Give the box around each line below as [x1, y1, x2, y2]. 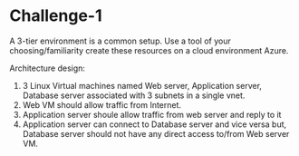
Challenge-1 [9, 5, 102, 26]
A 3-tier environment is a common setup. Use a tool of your [9, 35, 231, 46]
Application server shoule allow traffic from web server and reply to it [22, 109, 282, 120]
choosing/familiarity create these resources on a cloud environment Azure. [9, 44, 289, 55]
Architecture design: [9, 63, 86, 73]
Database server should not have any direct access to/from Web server [22, 128, 290, 139]
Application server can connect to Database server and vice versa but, [22, 119, 287, 130]
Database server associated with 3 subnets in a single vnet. [22, 90, 246, 101]
